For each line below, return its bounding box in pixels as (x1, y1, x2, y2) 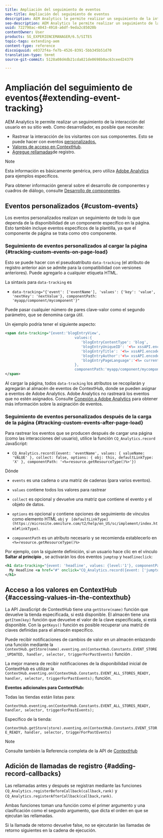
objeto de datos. (12, 502, 45, 507)
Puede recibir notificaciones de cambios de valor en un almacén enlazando (5, 636, 156, 642)
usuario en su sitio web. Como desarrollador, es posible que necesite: (5, 124, 145, 130)
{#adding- (104, 762, 136, 770)
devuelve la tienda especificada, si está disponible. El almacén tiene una (5, 612, 149, 617)
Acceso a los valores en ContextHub (5, 586, 117, 594)
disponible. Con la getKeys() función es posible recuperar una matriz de (5, 622, 149, 628)
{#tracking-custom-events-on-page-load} (5, 248, 108, 255)
